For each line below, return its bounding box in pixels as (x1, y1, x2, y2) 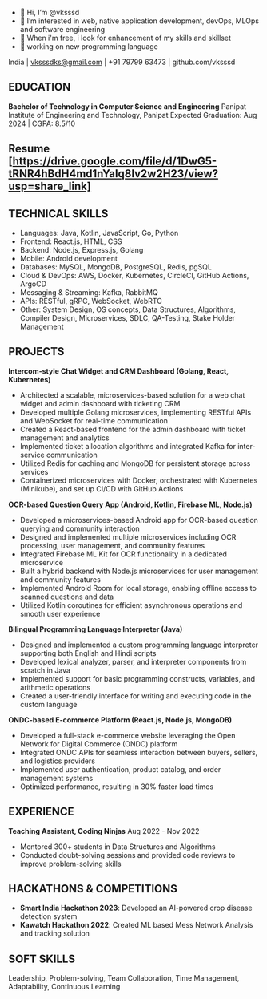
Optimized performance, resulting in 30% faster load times (19, 782, 214, 791)
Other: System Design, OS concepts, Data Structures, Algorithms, (19, 305, 236, 314)
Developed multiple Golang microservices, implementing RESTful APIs (19, 407, 252, 417)
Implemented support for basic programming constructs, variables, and (19, 673, 256, 683)
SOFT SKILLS (8, 952, 76, 965)
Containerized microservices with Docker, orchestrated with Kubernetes (19, 475, 258, 485)
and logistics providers (19, 756, 96, 766)
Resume (8, 142, 50, 156)
